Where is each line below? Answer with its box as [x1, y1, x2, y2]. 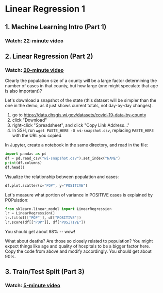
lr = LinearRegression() [5, 211, 55, 216]
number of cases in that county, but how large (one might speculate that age [5, 83, 158, 89]
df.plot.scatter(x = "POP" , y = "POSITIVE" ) [5, 183, 88, 188]
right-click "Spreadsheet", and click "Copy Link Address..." [12, 122, 130, 128]
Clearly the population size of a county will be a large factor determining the [5, 78, 157, 83]
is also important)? [5, 88, 42, 94]
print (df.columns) [5, 160, 42, 165]
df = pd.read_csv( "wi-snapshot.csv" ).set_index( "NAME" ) [5, 156, 120, 161]
